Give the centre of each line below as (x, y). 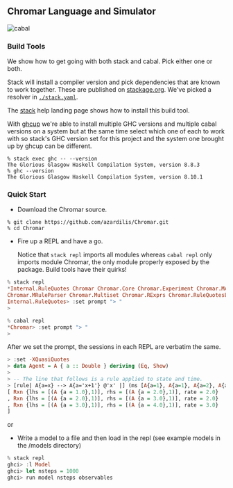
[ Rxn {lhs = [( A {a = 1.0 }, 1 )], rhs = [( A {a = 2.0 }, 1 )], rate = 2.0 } (113, 392)
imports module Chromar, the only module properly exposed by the (113, 262)
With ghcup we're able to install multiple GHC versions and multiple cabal (112, 124)
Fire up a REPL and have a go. (60, 241)
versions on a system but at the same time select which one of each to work (116, 131)
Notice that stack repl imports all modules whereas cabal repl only (115, 255)
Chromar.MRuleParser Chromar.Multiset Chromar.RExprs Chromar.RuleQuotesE (118, 295)
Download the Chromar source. (62, 210)
